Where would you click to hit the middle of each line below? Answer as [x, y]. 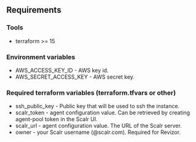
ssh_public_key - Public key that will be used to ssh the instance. [97, 106]
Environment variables [41, 57]
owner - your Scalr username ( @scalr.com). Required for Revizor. [98, 132]
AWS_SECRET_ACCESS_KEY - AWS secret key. [75, 77]
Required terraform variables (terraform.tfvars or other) [91, 93]
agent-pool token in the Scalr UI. [57, 119]
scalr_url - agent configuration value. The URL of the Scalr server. [99, 126]
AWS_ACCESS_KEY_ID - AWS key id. [62, 70]
